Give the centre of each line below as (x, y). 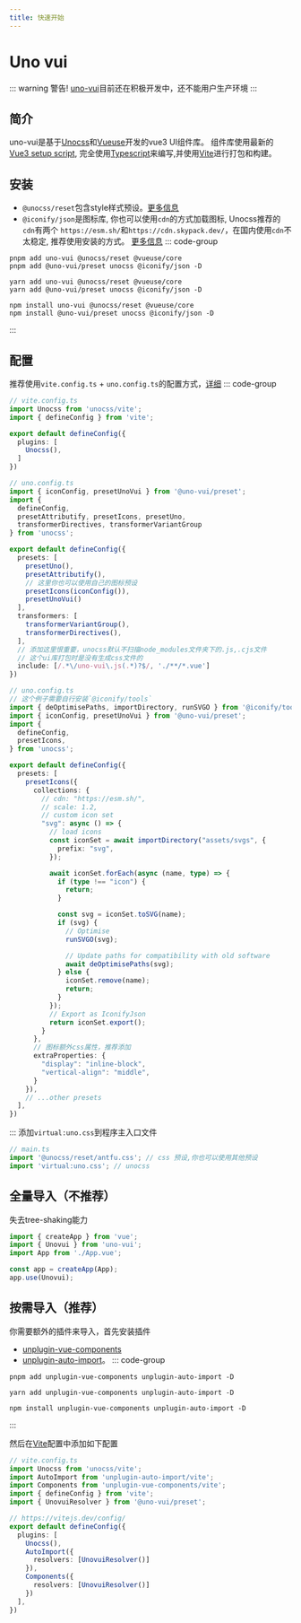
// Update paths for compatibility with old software (168, 955)
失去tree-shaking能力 (48, 1219)
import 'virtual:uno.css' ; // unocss (80, 1166)
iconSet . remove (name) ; (108, 981)
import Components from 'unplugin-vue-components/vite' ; (118, 1486)
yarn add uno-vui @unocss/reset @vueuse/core (95, 282)
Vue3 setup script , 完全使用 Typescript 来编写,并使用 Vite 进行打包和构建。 (143, 153)
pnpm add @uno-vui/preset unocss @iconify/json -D (106, 266)
